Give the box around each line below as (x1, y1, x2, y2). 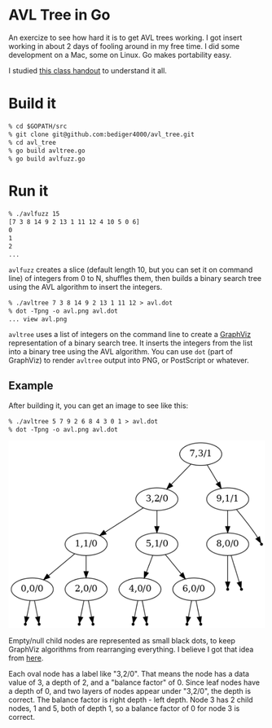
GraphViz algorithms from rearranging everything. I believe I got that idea (8, 644, 254, 654)
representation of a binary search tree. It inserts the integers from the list (8, 338, 253, 348)
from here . (8, 653, 44, 663)
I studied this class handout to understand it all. (8, 65, 167, 75)
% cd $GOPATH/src (8, 122, 68, 130)
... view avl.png (8, 315, 68, 323)
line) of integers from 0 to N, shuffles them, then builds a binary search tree (8, 273, 262, 283)
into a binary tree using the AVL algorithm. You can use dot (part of (8, 346, 234, 356)
